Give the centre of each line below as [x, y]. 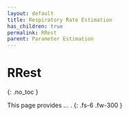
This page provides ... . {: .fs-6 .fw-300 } [65, 105]
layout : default [30, 13]
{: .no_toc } [23, 92]
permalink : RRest [32, 33]
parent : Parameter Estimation [51, 39]
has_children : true [35, 26]
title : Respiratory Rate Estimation [60, 20]
